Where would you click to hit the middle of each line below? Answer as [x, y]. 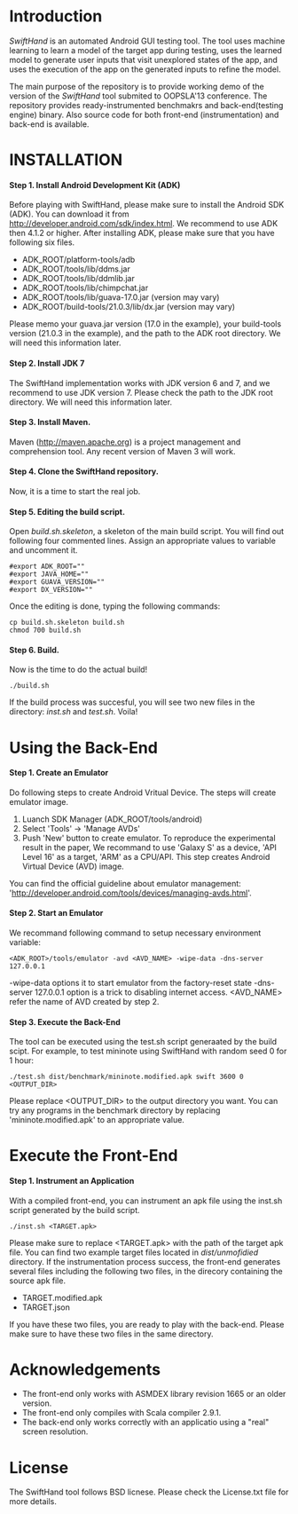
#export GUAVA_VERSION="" [57, 582]
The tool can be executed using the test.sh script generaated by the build [143, 1042]
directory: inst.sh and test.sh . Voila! [74, 712]
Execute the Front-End [94, 1156]
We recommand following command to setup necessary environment [135, 933]
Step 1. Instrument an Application [72, 1180]
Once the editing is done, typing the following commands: [115, 606]
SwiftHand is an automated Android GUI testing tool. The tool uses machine [147, 41]
